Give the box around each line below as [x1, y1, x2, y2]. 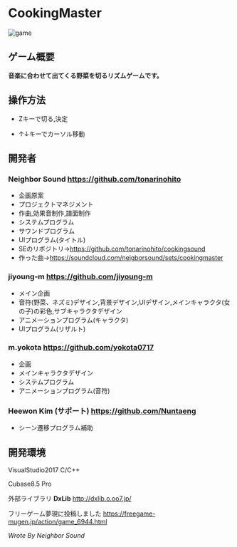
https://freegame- [102, 509, 156, 518]
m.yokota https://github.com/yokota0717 [8, 343, 154, 353]
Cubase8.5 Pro [8, 479, 52, 488]
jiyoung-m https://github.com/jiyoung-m [8, 272, 153, 282]
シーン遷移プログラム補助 [18, 424, 93, 432]
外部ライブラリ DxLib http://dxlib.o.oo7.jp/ [8, 494, 132, 503]
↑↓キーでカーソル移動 [18, 130, 85, 138]
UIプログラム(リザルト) [18, 324, 86, 333]
